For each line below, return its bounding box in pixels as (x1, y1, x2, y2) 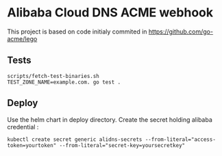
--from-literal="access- (145, 135, 216, 143)
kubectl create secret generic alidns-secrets (7, 135, 143, 143)
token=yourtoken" (7, 142, 57, 148)
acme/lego (7, 34, 38, 42)
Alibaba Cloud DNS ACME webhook (7, 5, 214, 21)
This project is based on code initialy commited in (7, 27, 147, 36)
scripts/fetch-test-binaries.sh (7, 73, 99, 79)
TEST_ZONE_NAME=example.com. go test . (7, 79, 121, 86)
